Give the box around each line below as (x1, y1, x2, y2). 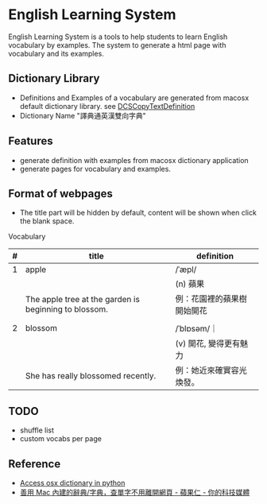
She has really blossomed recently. (25, 370, 157, 382)
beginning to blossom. (25, 304, 109, 315)
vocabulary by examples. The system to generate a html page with (8, 40, 226, 49)
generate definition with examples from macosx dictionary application (19, 155, 249, 165)
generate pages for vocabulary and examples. (19, 164, 171, 173)
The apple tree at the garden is (25, 294, 141, 305)
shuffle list (19, 425, 54, 435)
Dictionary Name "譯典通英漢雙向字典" (19, 110, 146, 120)
